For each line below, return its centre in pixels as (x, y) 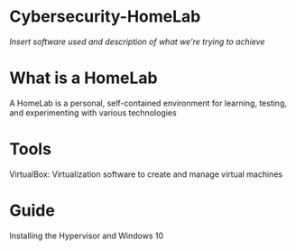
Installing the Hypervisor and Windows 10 (87, 236)
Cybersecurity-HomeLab (105, 17)
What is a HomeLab (83, 78)
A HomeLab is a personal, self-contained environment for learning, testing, (148, 103)
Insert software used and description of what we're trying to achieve (137, 42)
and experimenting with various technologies (93, 112)
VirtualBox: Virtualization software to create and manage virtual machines (146, 174)
